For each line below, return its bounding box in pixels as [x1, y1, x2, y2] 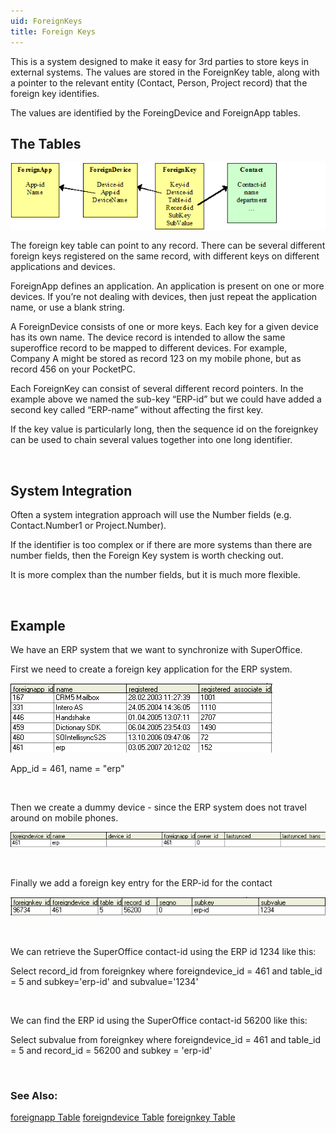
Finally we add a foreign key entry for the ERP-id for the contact [10, 876, 273, 889]
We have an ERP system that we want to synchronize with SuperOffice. [10, 643, 303, 655]
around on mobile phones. [10, 811, 119, 824]
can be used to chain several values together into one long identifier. [10, 434, 293, 446]
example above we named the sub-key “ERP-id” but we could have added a [10, 393, 322, 405]
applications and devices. [10, 261, 116, 273]
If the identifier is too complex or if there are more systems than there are [10, 539, 313, 551]
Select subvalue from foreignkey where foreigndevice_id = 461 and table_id [10, 1033, 322, 1045]
